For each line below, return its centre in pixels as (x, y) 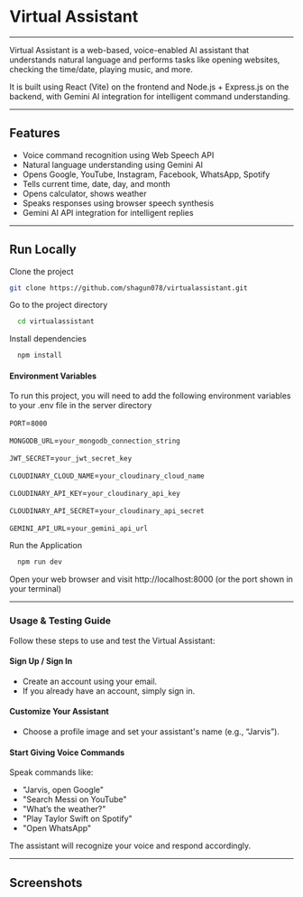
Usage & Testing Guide (60, 621)
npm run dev (40, 562)
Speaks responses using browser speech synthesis (118, 203)
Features (35, 133)
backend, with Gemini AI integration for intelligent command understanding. (150, 96)
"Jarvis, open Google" (63, 790)
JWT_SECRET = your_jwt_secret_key (71, 458)
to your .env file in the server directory (81, 406)
